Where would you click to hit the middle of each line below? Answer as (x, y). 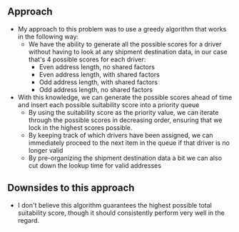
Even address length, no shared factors (97, 66)
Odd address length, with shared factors (98, 82)
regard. (29, 220)
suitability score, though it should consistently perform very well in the (121, 213)
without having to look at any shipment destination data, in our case (128, 51)
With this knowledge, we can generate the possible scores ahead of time (125, 97)
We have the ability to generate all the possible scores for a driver (125, 44)
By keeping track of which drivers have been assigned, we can (121, 135)
